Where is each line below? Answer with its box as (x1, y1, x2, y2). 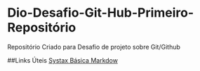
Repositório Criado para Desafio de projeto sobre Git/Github (7, 42, 181, 51)
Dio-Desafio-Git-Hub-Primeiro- (7, 5, 194, 21)
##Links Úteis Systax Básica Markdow (7, 56, 118, 64)
